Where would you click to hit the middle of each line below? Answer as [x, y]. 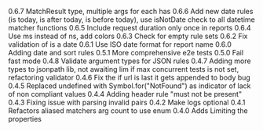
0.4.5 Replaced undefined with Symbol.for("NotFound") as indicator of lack [130, 86]
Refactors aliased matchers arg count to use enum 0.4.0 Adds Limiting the [128, 111]
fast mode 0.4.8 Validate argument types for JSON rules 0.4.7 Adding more [130, 61]
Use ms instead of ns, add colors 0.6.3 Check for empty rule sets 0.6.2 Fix [128, 36]
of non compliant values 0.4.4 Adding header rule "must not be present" [125, 94]
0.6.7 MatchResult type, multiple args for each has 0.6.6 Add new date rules [131, 11]
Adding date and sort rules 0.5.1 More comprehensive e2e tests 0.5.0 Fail [126, 53]
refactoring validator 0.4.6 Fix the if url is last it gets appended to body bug [130, 78]
